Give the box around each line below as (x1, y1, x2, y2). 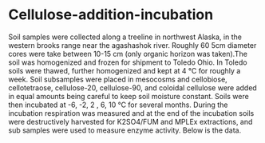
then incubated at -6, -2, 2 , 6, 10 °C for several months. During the (8, 100, 228, 109)
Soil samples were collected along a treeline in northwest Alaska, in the (8, 32, 242, 42)
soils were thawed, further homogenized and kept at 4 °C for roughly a (8, 66, 241, 75)
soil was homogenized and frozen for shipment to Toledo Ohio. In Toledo (8, 58, 247, 67)
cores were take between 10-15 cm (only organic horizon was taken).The (8, 49, 247, 58)
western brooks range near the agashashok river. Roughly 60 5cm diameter (8, 40, 257, 50)
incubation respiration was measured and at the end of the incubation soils (8, 108, 255, 117)
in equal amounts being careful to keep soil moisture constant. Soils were (8, 91, 249, 101)
